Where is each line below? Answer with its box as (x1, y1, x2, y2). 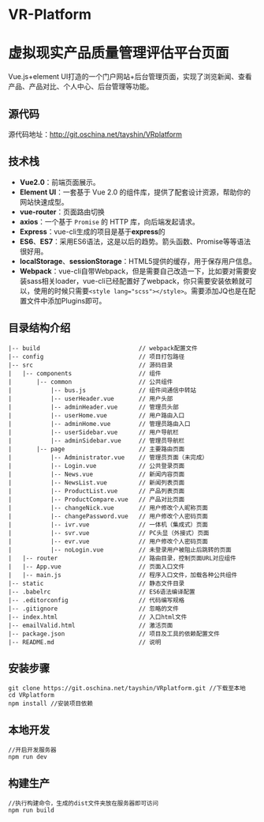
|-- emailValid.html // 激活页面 (8, 621, 173, 629)
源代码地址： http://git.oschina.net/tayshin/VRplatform (8, 129, 183, 139)
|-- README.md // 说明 (8, 638, 162, 646)
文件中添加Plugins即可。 (26, 296, 106, 305)
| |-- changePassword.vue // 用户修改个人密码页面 (8, 512, 209, 520)
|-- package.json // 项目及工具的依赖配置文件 (8, 630, 221, 638)
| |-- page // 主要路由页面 (8, 445, 185, 453)
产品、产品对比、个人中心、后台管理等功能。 (8, 81, 154, 92)
